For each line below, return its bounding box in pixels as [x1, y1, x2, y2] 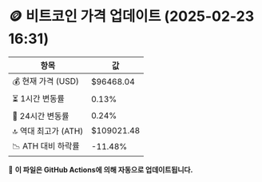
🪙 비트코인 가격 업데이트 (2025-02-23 [8, 7, 255, 26]
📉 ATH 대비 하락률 [12, 140, 80, 152]
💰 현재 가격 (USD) [12, 75, 80, 86]
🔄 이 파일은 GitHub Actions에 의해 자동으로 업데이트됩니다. [8, 164, 193, 174]
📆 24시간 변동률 [12, 110, 69, 121]
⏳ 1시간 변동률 [12, 93, 65, 104]
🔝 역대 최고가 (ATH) [12, 125, 84, 136]
